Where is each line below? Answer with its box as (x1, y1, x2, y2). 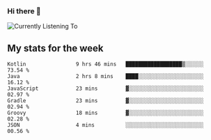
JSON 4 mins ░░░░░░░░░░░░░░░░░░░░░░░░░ (7, 122, 204, 129)
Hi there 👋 (7, 6, 42, 16)
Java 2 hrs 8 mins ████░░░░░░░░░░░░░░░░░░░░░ (7, 73, 204, 80)
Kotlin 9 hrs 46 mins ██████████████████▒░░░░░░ (7, 61, 204, 68)
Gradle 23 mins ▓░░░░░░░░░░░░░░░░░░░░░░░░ (7, 98, 204, 104)
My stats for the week (7, 42, 104, 54)
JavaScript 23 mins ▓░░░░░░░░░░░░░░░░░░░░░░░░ (7, 85, 204, 93)
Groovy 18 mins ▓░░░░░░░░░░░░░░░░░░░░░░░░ (7, 109, 204, 117)
